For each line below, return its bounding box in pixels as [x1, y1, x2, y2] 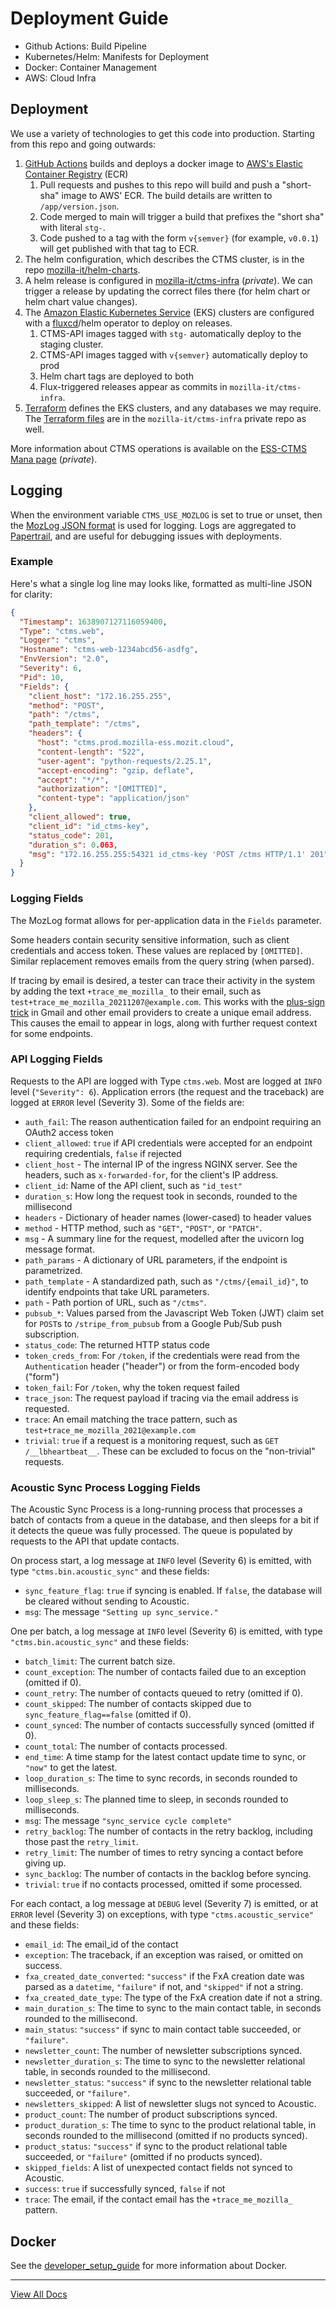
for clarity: [10, 588, 53, 600]
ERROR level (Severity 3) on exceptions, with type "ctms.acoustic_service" [10, 1908, 315, 1921]
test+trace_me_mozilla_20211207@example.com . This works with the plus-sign [10, 995, 326, 1007]
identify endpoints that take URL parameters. [24, 1285, 210, 1297]
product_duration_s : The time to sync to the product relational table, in [24, 2119, 317, 2131]
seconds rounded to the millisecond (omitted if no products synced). [24, 2130, 308, 2142]
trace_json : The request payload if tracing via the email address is [24, 1392, 299, 1404]
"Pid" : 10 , [19, 672, 65, 682]
